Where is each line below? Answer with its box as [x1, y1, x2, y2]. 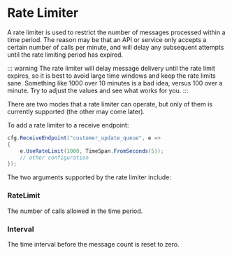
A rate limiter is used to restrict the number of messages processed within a [7, 28, 226, 36]
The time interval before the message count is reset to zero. [7, 240, 180, 248]
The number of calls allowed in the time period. [7, 207, 143, 215]
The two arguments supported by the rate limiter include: [7, 173, 171, 181]
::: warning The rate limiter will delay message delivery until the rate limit [7, 64, 215, 72]
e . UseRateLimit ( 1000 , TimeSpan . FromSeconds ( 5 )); [20, 147, 164, 155]
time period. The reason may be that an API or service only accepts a [7, 35, 207, 43]
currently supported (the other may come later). [7, 107, 145, 116]
